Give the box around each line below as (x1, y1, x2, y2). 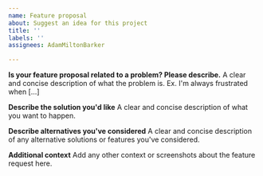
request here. (8, 158, 53, 168)
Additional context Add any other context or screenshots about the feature (8, 151, 256, 160)
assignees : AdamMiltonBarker (8, 41, 105, 49)
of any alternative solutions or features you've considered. (8, 135, 201, 144)
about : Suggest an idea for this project (8, 19, 148, 27)
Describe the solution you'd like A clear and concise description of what (8, 103, 249, 112)
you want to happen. (8, 111, 76, 120)
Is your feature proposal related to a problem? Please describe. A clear (8, 70, 246, 80)
